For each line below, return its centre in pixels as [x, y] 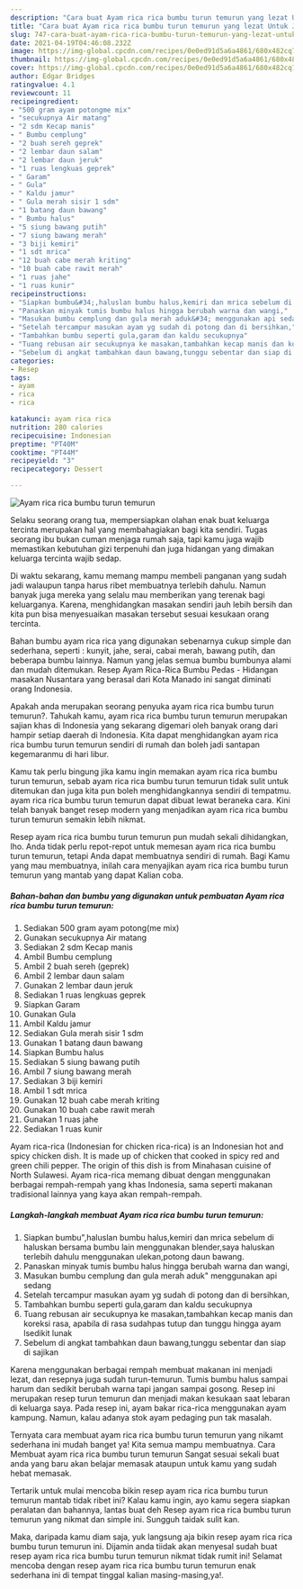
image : [22, 51]
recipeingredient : [45, 101]
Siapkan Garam [52, 1004]
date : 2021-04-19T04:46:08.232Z [71, 43]
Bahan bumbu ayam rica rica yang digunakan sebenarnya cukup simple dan [151, 641]
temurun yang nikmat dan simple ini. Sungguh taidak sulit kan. [125, 1519]
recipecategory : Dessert [57, 469]
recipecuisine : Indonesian [61, 436]
